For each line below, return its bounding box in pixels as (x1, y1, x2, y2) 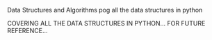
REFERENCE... (7, 27, 48, 34)
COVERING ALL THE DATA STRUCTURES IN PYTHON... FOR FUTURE (7, 19, 206, 27)
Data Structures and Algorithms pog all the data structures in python (7, 6, 203, 14)
